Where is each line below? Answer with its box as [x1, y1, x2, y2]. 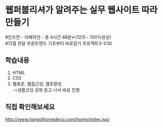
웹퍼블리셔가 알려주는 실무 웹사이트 [5, 4, 140, 16]
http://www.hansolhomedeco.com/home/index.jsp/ [5, 116, 110, 122]
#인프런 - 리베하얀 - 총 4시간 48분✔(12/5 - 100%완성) [5, 34, 111, 40]
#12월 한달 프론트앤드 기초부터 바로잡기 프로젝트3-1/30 [5, 40, 112, 46]
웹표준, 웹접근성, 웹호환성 [12, 81, 62, 86]
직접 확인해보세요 [5, 103, 55, 111]
